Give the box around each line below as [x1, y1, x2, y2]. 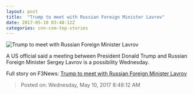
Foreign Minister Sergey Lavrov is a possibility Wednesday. [6, 59, 149, 66]
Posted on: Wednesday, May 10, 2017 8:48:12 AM [20, 82, 140, 89]
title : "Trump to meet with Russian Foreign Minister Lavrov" [6, 14, 165, 20]
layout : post [6, 8, 38, 15]
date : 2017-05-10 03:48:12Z [6, 19, 76, 25]
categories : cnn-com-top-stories [6, 25, 89, 31]
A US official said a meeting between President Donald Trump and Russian [6, 52, 188, 59]
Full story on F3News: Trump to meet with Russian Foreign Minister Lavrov [6, 70, 187, 77]
